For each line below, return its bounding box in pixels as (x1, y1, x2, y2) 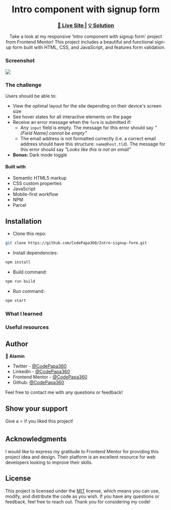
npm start (5, 298, 27, 303)
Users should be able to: (5, 93, 57, 99)
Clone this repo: (12, 230, 46, 237)
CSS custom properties (12, 180, 62, 186)
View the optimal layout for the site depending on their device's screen (12, 103, 162, 109)
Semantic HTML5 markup (12, 175, 67, 181)
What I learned (5, 310, 42, 317)
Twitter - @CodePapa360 (12, 363, 67, 369)
